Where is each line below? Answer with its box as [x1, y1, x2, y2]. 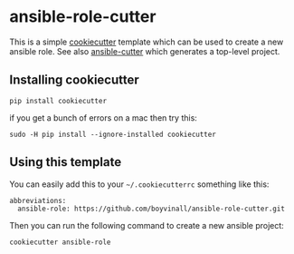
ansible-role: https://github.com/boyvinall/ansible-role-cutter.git [17, 204, 285, 213]
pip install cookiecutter [9, 96, 107, 105]
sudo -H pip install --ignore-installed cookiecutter [9, 130, 217, 139]
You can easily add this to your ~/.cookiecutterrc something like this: [9, 179, 270, 190]
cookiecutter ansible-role [9, 238, 111, 247]
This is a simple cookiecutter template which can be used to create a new [9, 36, 284, 47]
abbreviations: [9, 196, 67, 205]
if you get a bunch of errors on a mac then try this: [9, 112, 197, 123]
